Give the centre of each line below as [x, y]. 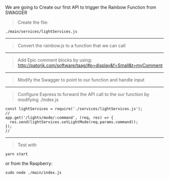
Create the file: [33, 22]
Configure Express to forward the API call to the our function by [83, 94]
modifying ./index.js [38, 100]
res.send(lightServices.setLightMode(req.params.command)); [74, 122]
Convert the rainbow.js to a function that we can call [71, 46]
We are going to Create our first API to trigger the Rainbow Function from [81, 7]
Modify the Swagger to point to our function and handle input [81, 80]
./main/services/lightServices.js [41, 32]
